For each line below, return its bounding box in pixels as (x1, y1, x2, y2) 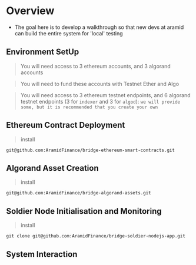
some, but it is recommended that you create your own (20, 104, 158, 110)
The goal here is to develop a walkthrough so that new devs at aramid (14, 24, 184, 31)
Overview (6, 4, 55, 18)
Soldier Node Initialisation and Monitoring (6, 206, 162, 216)
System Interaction (6, 249, 78, 259)
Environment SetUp (6, 47, 79, 57)
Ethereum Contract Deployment (6, 120, 125, 130)
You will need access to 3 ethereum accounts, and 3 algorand (20, 62, 171, 69)
